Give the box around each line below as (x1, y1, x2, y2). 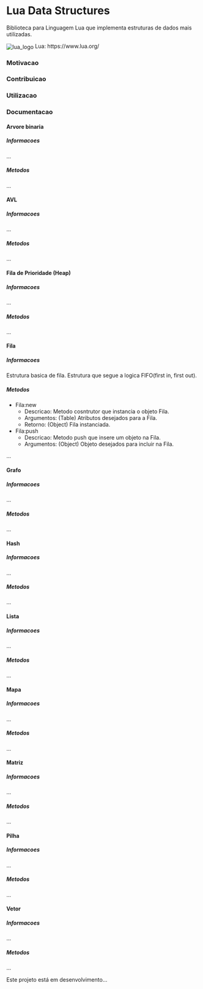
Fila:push (15, 427, 39, 435)
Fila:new (15, 401, 37, 409)
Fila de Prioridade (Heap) (6, 269, 72, 276)
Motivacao (6, 58, 39, 67)
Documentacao (6, 108, 53, 117)
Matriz (6, 759, 23, 766)
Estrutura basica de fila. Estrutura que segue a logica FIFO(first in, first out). (6, 372, 197, 379)
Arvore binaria (6, 123, 44, 130)
